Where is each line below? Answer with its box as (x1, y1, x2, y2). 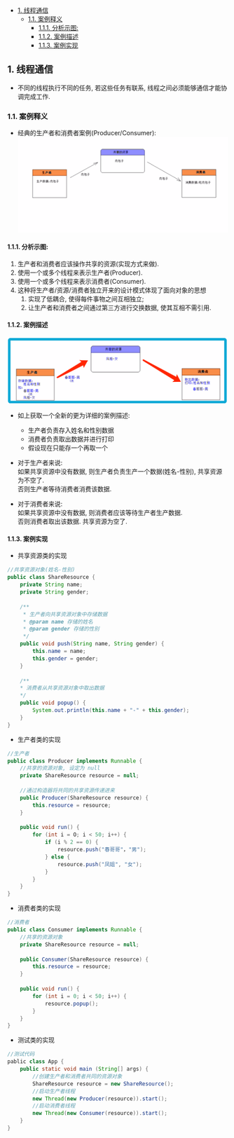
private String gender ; (20, 589, 90, 596)
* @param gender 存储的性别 (22, 626, 99, 633)
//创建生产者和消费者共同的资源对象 (32, 1073, 123, 1080)
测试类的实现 (17, 1036, 55, 1044)
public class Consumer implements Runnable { (7, 926, 142, 933)
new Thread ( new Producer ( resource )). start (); (32, 1095, 168, 1102)
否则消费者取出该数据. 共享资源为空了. (17, 517, 128, 526)
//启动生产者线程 (32, 1088, 76, 1095)
